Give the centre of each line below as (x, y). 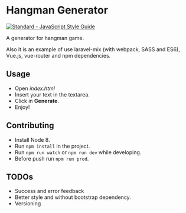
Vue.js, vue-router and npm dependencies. (58, 55)
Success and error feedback (49, 191)
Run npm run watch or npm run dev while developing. (78, 152)
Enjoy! (22, 107)
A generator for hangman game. (45, 38)
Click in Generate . (37, 101)
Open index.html (35, 88)
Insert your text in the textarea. (52, 94)
